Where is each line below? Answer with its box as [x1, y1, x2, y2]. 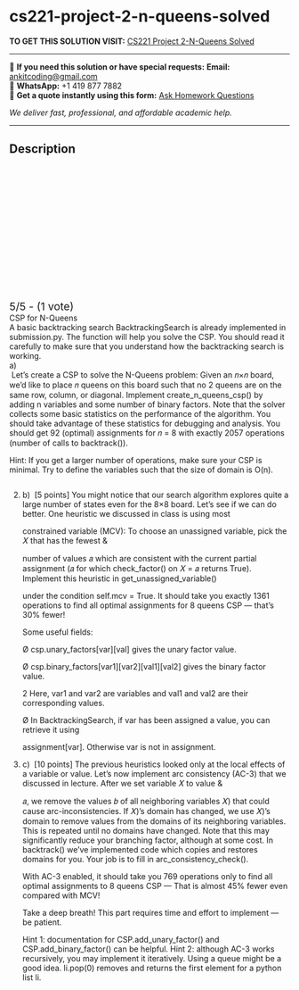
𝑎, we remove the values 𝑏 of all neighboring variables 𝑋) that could [21, 795, 270, 806]
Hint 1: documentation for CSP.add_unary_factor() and [21, 934, 220, 944]
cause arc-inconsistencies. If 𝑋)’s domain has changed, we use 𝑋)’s [21, 805, 271, 816]
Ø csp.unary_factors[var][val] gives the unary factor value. [21, 644, 238, 654]
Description [9, 141, 76, 157]
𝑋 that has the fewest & [21, 535, 109, 545]
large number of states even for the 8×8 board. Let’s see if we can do [21, 498, 278, 510]
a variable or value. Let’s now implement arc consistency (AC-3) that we [21, 768, 287, 778]
